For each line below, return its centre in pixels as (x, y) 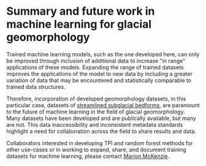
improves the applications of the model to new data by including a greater (100, 74)
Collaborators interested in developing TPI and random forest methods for (100, 143)
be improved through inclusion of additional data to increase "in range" (96, 61)
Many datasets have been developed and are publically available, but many (101, 118)
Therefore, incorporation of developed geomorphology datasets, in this (96, 99)
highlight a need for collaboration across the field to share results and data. (101, 131)
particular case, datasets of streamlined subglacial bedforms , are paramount (103, 105)
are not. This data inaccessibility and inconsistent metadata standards (95, 124)
